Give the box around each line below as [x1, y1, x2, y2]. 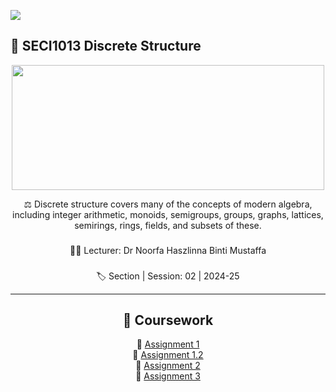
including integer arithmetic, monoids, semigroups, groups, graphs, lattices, [12, 208, 324, 220]
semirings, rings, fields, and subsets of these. [74, 219, 262, 231]
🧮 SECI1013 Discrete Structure [10, 38, 202, 55]
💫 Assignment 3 [135, 370, 201, 382]
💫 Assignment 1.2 [132, 349, 204, 361]
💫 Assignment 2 [135, 360, 201, 372]
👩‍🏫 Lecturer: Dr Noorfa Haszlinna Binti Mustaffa [69, 244, 267, 256]
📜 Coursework [122, 312, 214, 329]
